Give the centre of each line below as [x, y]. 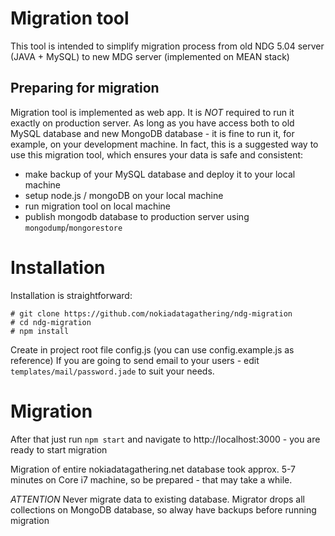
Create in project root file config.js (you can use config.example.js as [152, 349]
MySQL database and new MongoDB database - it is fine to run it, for [152, 133]
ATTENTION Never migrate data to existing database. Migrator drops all [157, 499]
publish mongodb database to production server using [137, 216]
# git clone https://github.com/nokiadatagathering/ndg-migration [151, 313]
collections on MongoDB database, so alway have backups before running [163, 509]
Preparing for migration [85, 88]
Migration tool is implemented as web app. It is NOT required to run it [152, 112]
